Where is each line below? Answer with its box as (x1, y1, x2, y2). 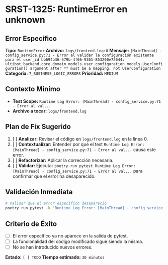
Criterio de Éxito (5, 219, 57, 228)
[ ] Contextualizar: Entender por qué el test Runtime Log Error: (12, 141, 145, 147)
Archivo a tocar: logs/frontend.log (12, 108, 87, 114)
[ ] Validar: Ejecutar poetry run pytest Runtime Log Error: (12, 162, 136, 169)
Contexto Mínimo (5, 85, 60, 93)
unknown (5, 14, 45, 26)
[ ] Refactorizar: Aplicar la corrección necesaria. (12, 157, 114, 163)
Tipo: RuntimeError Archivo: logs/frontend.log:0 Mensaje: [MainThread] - (5, 48, 162, 53)
